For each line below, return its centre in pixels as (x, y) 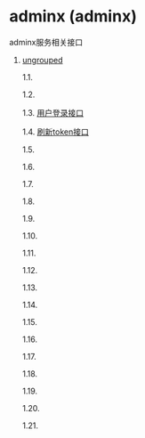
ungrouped (42, 60)
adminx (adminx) (73, 16)
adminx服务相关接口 (46, 42)
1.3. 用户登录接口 (53, 112)
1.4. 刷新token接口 (55, 132)
